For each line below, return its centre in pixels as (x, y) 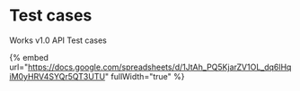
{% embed (29, 57)
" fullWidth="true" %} (145, 76)
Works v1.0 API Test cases (58, 40)
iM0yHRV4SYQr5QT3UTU (57, 76)
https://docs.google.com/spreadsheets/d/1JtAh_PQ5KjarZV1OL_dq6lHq (159, 67)
